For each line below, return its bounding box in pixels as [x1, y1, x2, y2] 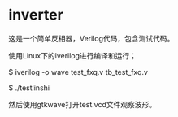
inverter [8, 6, 63, 24]
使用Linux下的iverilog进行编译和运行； [8, 50, 137, 60]
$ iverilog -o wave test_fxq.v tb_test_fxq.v [8, 67, 149, 76]
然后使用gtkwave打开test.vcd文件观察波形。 [8, 99, 157, 109]
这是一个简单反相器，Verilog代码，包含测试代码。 [8, 33, 175, 43]
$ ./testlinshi [8, 83, 50, 93]
